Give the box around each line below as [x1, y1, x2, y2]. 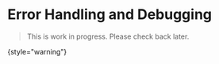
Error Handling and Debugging [7, 6, 212, 24]
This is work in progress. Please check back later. [26, 32, 190, 41]
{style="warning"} [7, 47, 67, 56]
